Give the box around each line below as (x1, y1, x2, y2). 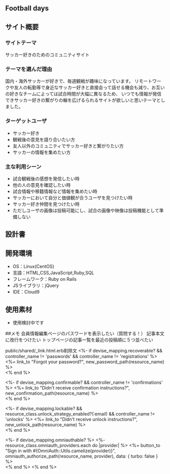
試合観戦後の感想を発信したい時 (12, 175, 80, 182)
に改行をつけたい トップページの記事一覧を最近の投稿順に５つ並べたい (5, 337, 153, 343)
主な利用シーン (5, 163, 42, 170)
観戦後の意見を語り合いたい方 (12, 136, 75, 142)
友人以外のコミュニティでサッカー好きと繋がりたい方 (12, 142, 124, 149)
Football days (5, 4, 49, 13)
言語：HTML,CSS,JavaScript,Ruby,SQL (12, 270, 95, 276)
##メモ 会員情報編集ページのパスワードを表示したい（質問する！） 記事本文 (5, 330, 165, 336)
